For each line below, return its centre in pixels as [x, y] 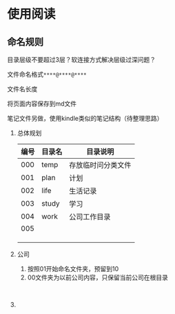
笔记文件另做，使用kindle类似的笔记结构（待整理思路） [85, 118]
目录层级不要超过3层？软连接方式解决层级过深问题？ [82, 60]
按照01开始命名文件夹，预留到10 [73, 269]
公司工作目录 [90, 217]
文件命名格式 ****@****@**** [47, 74]
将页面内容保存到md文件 [42, 104]
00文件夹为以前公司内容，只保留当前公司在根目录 [98, 277]
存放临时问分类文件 [100, 165]
